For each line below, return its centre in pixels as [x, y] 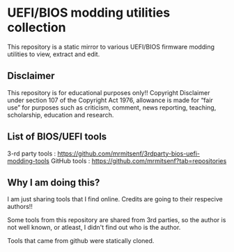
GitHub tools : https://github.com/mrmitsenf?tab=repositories [139, 160]
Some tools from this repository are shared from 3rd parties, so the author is [117, 220]
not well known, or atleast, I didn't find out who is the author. [94, 228]
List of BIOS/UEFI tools [57, 137]
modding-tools [29, 160]
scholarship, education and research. [61, 115]
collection [37, 27]
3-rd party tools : [32, 153]
